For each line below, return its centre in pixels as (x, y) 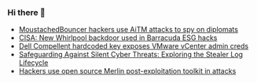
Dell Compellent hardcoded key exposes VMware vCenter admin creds (134, 46)
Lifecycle (33, 63)
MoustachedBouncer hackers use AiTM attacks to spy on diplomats (128, 30)
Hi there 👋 (27, 13)
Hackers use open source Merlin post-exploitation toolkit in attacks (127, 71)
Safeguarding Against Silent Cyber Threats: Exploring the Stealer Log (131, 55)
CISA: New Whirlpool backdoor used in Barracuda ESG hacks (118, 38)
